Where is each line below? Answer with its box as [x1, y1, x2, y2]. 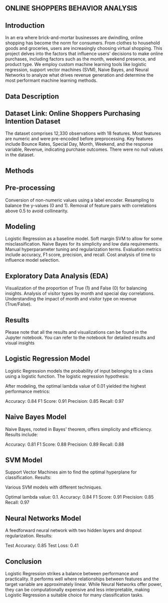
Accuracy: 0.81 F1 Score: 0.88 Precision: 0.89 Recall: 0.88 [5, 441, 124, 447]
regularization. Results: [5, 533, 53, 539]
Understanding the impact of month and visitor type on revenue [5, 296, 137, 302]
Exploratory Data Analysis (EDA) [5, 272, 109, 280]
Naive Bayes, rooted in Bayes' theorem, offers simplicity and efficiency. [5, 426, 152, 432]
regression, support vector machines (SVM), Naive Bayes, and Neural [5, 67, 149, 73]
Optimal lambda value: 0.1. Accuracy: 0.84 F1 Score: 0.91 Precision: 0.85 [5, 494, 154, 500]
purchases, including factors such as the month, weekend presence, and [5, 56, 156, 62]
